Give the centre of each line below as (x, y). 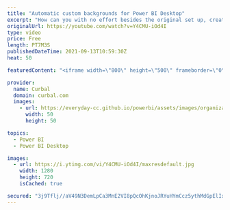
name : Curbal (32, 89)
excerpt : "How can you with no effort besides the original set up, (107, 20)
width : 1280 (36, 171)
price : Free (24, 39)
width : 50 (39, 115)
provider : (21, 83)
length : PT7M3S (29, 45)
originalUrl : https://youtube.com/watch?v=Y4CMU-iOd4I (87, 26)
